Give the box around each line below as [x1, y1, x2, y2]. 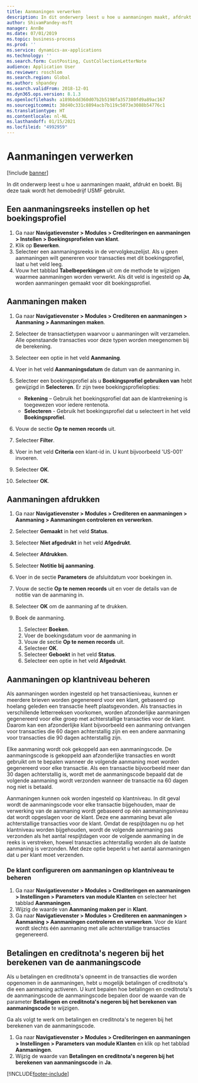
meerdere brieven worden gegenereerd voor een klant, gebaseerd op [6, 697, 176, 704]
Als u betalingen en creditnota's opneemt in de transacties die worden [6, 973, 177, 980]
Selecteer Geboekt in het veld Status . [24, 651, 117, 658]
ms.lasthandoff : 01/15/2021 [6, 119, 76, 125]
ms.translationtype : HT [6, 108, 65, 114]
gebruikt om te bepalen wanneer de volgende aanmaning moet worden [6, 758, 179, 765]
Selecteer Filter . [15, 436, 55, 444]
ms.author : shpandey [6, 80, 58, 86]
